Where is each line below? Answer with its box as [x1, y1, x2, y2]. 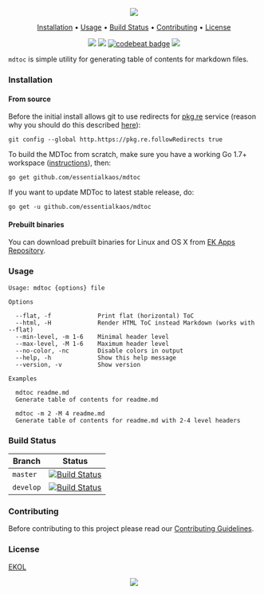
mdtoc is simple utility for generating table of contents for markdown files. [8, 54, 249, 64]
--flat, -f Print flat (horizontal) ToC [15, 312, 195, 320]
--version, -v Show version [15, 360, 141, 368]
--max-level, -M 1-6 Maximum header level [15, 340, 170, 348]
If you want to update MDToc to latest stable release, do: [8, 187, 195, 197]
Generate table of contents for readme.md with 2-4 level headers [15, 416, 241, 424]
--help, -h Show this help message [15, 353, 177, 362]
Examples [8, 375, 37, 383]
